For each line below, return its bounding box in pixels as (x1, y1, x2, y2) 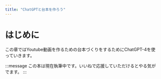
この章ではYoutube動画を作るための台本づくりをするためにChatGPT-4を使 (5, 47, 156, 52)
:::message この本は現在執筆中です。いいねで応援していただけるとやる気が (5, 63, 156, 68)
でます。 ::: (5, 69, 27, 75)
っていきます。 (5, 52, 35, 58)
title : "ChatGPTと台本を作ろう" (5, 7, 66, 12)
